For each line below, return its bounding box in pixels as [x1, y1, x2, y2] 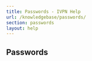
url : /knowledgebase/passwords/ [6, 14, 86, 20]
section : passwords [6, 20, 55, 25]
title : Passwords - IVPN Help [6, 8, 81, 15]
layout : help [6, 25, 39, 31]
